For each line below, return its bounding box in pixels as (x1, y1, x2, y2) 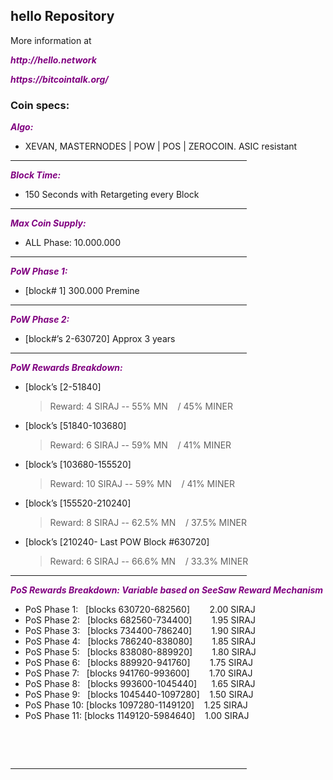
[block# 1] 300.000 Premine (24, 285, 140, 297)
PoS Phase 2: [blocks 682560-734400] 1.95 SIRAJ (24, 614, 256, 626)
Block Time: (10, 169, 62, 181)
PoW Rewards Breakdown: (10, 362, 123, 374)
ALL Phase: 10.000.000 (24, 237, 121, 249)
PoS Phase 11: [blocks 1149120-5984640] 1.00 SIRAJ (24, 710, 250, 722)
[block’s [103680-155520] (24, 459, 132, 471)
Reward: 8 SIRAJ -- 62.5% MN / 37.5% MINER (49, 517, 247, 529)
